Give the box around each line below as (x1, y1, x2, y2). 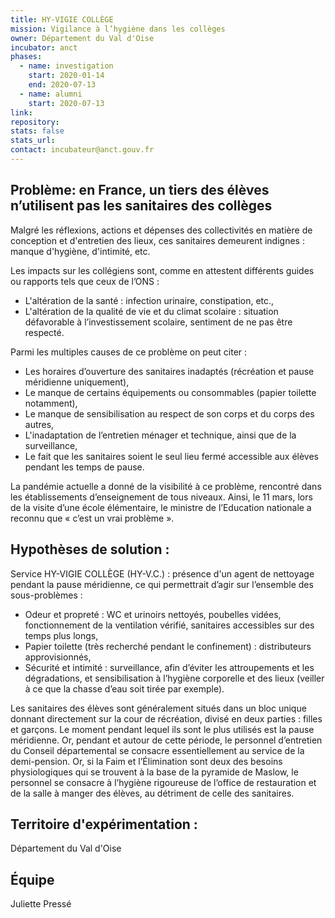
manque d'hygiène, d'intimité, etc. (10, 245, 151, 257)
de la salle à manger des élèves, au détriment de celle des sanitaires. (10, 787, 295, 799)
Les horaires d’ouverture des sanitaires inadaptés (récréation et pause (24, 365, 315, 377)
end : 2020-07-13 (28, 80, 97, 90)
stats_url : (10, 136, 56, 146)
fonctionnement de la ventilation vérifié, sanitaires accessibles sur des (24, 619, 315, 631)
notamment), (24, 397, 78, 409)
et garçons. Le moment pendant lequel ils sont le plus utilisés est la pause (10, 723, 315, 735)
